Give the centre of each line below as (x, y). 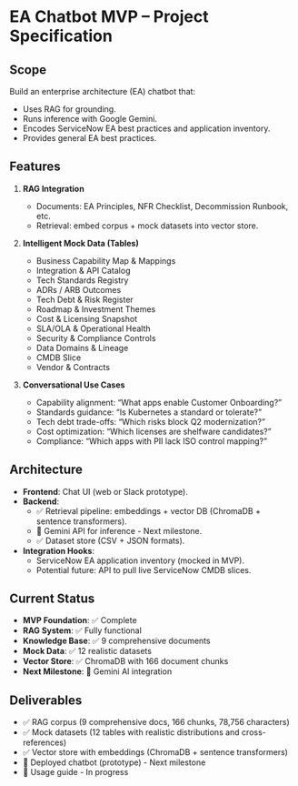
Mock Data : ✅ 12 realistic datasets (87, 651)
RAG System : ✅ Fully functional (82, 630)
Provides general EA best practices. (89, 138)
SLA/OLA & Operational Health (94, 328)
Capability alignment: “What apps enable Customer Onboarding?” (159, 402)
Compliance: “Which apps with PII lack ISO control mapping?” (152, 441)
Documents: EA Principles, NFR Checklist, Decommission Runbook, (162, 206)
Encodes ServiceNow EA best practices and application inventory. (146, 128)
